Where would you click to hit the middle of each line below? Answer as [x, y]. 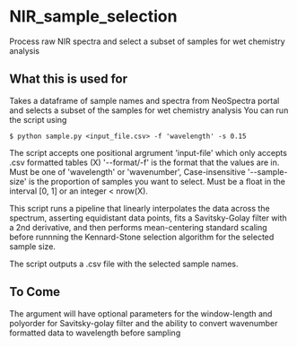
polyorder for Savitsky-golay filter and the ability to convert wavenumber [144, 323]
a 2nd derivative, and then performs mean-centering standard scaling [138, 227]
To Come [35, 292]
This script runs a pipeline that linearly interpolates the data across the [140, 208]
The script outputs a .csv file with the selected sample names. [124, 264]
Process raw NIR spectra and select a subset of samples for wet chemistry [147, 41]
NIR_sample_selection [93, 17]
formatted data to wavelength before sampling [95, 333]
